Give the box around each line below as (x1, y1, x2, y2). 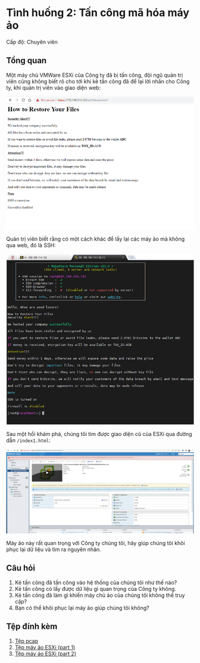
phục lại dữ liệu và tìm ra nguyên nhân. (6, 546, 101, 553)
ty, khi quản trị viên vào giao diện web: (6, 84, 101, 91)
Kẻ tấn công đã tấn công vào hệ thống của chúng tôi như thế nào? (14, 578, 177, 586)
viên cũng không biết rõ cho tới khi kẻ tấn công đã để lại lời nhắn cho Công (6, 77, 190, 85)
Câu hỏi (6, 563, 36, 573)
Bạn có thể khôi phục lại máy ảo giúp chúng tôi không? (14, 604, 150, 611)
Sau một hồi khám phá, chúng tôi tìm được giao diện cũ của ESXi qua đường (6, 430, 192, 437)
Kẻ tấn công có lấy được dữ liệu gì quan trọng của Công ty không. (14, 585, 177, 592)
